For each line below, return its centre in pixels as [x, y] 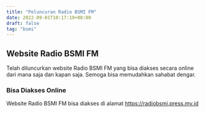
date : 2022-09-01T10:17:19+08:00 [49, 18]
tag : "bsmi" [21, 29]
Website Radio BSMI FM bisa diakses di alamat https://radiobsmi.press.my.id [103, 103]
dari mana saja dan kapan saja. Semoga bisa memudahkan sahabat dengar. [101, 75]
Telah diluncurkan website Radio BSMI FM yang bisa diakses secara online [100, 68]
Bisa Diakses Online [36, 90]
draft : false [23, 23]
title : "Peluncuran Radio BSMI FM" [52, 12]
